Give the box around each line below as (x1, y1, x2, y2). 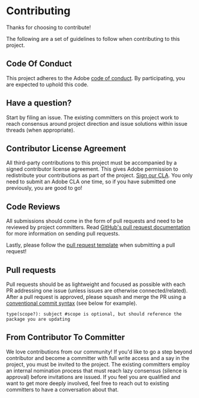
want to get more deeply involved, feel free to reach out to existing (6, 380, 169, 387)
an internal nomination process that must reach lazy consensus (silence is (6, 367, 188, 374)
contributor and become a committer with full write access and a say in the (6, 354, 189, 361)
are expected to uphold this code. (6, 81, 89, 88)
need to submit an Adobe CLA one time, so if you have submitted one (6, 178, 176, 185)
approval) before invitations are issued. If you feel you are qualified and (6, 373, 181, 380)
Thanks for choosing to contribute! (6, 24, 91, 31)
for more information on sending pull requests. (6, 230, 120, 237)
